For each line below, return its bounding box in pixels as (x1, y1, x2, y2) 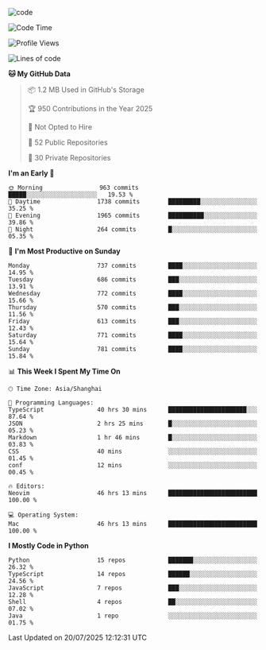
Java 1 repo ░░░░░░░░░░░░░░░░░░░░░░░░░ (8, 612, 258, 620)
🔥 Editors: (8, 482, 45, 490)
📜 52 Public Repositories (27, 137, 109, 147)
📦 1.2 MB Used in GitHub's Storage (27, 85, 145, 95)
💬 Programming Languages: (8, 399, 94, 407)
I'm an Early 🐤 (8, 168, 55, 178)
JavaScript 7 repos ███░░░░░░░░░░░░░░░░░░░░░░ (8, 584, 258, 592)
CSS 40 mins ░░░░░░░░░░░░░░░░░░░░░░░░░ (8, 447, 258, 455)
